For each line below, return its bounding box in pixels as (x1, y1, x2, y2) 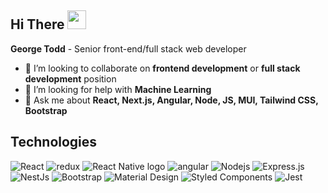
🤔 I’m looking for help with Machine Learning (24, 83, 212, 95)
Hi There (10, 16, 65, 33)
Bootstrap (24, 104, 68, 116)
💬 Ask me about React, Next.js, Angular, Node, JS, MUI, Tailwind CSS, (24, 94, 319, 106)
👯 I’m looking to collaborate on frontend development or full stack (24, 62, 301, 74)
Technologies (10, 134, 98, 151)
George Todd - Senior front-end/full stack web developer (10, 42, 247, 55)
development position (24, 72, 117, 85)
